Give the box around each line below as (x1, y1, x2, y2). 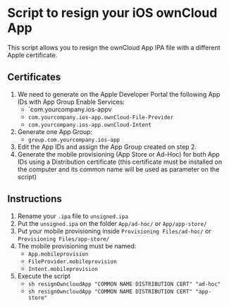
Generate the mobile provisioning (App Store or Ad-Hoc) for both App (17, 150, 220, 158)
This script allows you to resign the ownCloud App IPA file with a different (7, 43, 221, 52)
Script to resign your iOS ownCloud (7, 5, 218, 21)
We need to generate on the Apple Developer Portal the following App (17, 90, 221, 98)
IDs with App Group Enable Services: (17, 97, 125, 106)
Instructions (7, 193, 62, 205)
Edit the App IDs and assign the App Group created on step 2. (17, 143, 197, 151)
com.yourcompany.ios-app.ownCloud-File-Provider (27, 114, 174, 121)
